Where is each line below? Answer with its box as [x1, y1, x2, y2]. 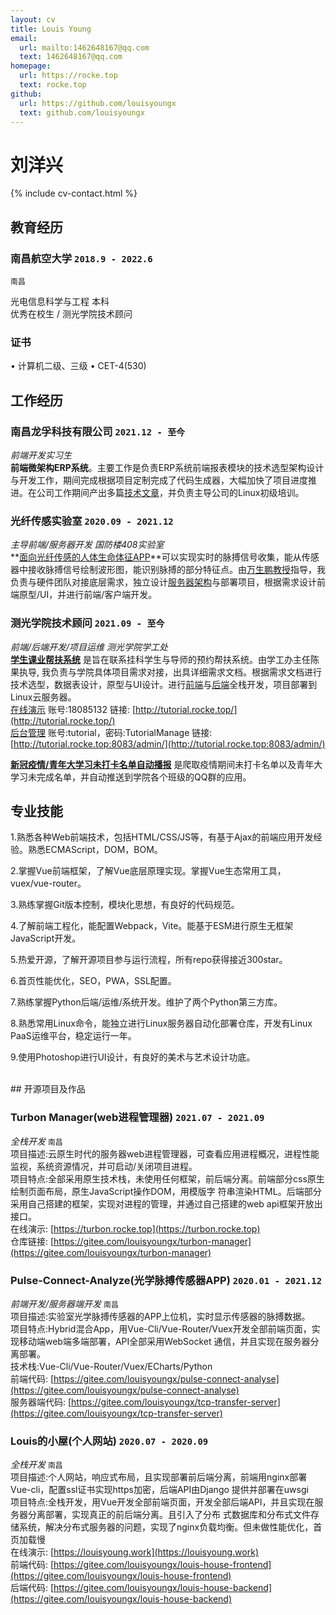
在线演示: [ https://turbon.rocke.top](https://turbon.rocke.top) [10, 1222, 261, 1235]
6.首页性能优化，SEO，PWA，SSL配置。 [10, 975, 177, 987]
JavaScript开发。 [10, 932, 82, 945]
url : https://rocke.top [19, 71, 118, 81]
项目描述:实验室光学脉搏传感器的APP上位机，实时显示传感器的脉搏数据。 [10, 1310, 311, 1322]
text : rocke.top [19, 80, 87, 90]
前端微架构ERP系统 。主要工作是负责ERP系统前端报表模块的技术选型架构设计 [10, 461, 325, 473]
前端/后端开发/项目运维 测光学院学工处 [10, 641, 169, 653]
